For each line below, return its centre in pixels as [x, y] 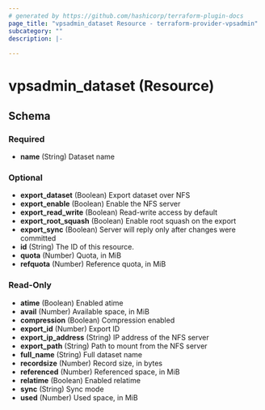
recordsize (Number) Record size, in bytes [91, 363]
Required [27, 139]
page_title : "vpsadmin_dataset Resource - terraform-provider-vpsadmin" [133, 23]
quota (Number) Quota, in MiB [71, 255]
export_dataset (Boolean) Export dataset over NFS [105, 195]
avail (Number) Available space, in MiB [84, 311]
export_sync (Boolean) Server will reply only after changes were [128, 230]
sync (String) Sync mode [62, 389]
